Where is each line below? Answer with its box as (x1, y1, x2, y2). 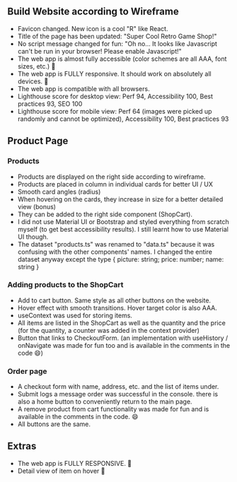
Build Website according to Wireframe (7, 6, 179, 18)
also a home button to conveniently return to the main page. (17, 397, 192, 406)
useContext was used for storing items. (17, 311, 133, 319)
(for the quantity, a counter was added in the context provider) (17, 326, 200, 334)
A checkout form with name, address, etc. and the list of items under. (17, 382, 219, 391)
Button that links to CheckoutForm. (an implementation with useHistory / (17, 334, 229, 342)
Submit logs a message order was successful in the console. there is (17, 390, 218, 399)
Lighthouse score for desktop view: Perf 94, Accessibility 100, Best (17, 92, 214, 100)
